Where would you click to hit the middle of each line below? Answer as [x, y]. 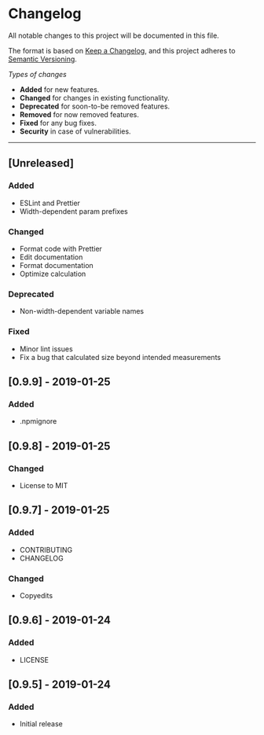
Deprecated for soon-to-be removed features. [95, 106]
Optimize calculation [53, 274]
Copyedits [36, 595]
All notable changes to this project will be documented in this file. [114, 35]
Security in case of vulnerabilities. [75, 131]
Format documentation [57, 265]
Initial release [41, 724]
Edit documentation [51, 257]
